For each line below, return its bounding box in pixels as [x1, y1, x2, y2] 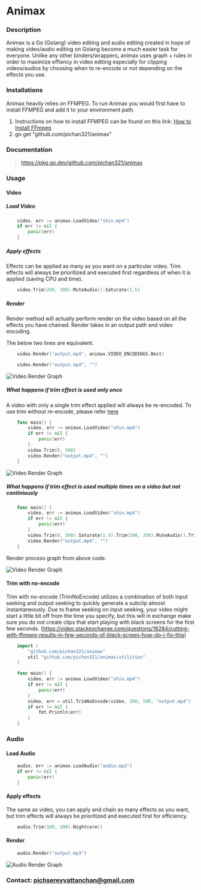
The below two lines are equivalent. [6, 339, 94, 346]
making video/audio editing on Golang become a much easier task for [6, 46, 178, 53]
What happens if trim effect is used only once [6, 386, 123, 393]
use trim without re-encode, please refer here [6, 408, 119, 415]
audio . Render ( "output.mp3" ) [17, 850, 87, 856]
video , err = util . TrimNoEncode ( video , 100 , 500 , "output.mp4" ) [28, 698, 191, 704]
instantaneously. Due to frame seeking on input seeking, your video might [6, 606, 188, 613]
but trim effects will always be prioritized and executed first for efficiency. [6, 812, 188, 819]
